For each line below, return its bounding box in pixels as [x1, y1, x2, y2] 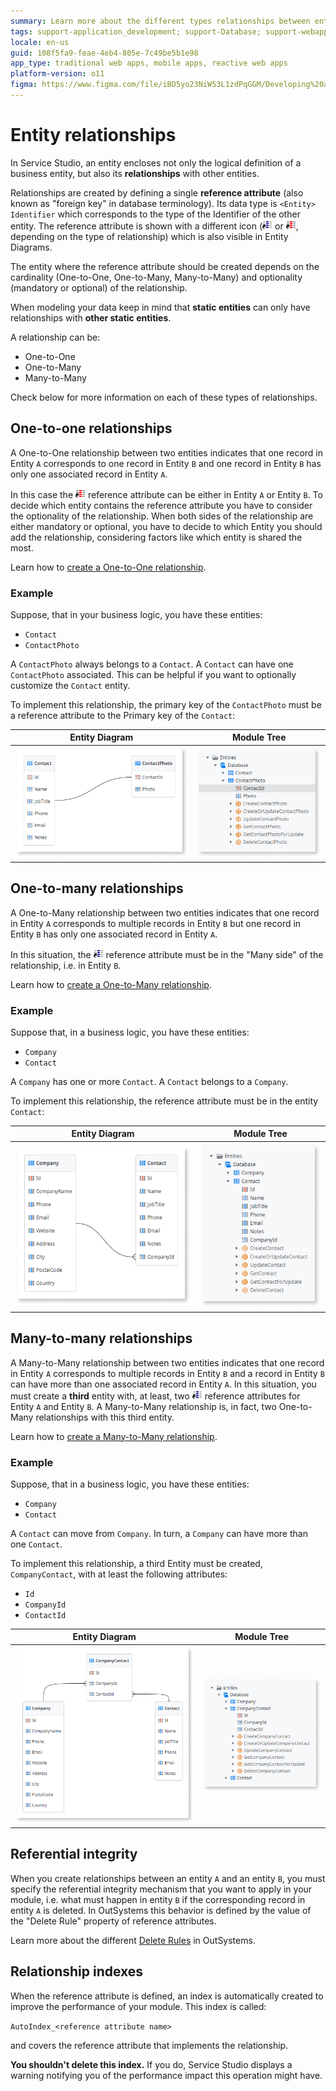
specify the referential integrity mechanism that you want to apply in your [10, 1883, 313, 1895]
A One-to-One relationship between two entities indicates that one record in [10, 446, 323, 459]
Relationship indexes [10, 1963, 144, 1980]
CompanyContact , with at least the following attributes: [10, 1568, 228, 1580]
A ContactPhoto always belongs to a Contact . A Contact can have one [10, 658, 294, 670]
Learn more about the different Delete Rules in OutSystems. [10, 1934, 256, 1946]
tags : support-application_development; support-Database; [10, 26, 262, 37]
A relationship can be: [10, 331, 101, 343]
